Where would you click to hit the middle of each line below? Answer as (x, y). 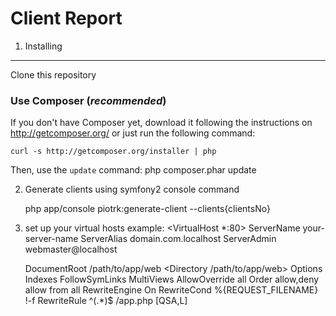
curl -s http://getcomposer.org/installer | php (113, 152)
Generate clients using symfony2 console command (132, 189)
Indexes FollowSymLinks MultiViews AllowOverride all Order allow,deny (172, 279)
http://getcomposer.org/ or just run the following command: (133, 133)
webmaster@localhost (71, 249)
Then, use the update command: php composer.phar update (133, 170)
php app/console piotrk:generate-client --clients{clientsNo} (147, 209)
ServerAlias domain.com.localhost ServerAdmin (178, 239)
